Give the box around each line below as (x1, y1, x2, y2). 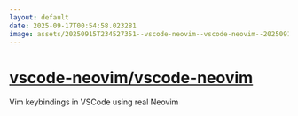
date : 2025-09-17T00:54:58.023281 (9, 21, 137, 30)
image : (9, 29, 34, 38)
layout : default (9, 12, 69, 22)
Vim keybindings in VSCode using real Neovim (9, 97, 179, 107)
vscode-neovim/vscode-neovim (9, 67, 254, 88)
